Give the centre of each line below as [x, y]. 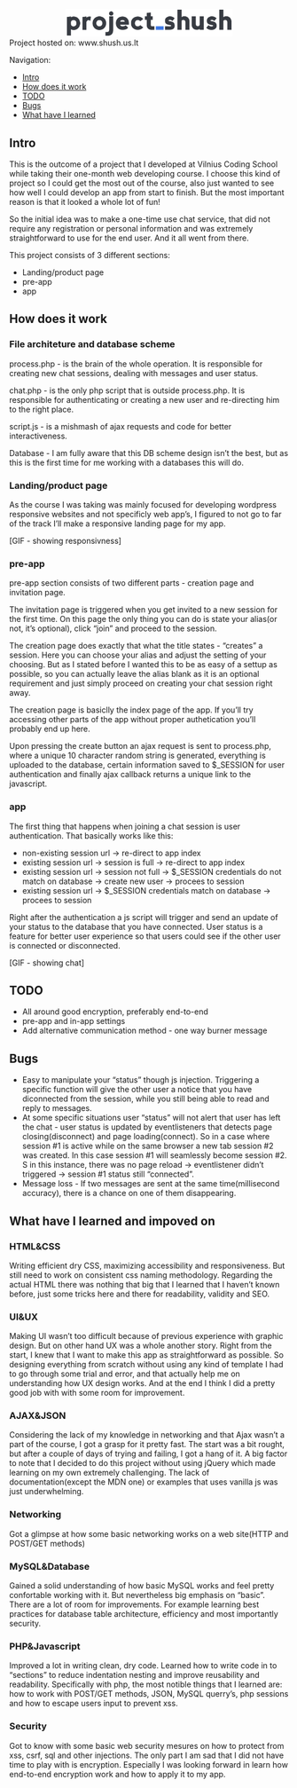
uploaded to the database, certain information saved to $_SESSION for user [147, 765]
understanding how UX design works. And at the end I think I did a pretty [142, 1383]
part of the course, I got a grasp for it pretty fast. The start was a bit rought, [147, 1445]
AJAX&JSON [38, 1416]
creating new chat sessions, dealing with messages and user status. [134, 373]
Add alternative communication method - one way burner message [145, 1031]
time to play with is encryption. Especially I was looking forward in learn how [148, 1764]
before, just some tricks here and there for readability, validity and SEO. [140, 1294]
